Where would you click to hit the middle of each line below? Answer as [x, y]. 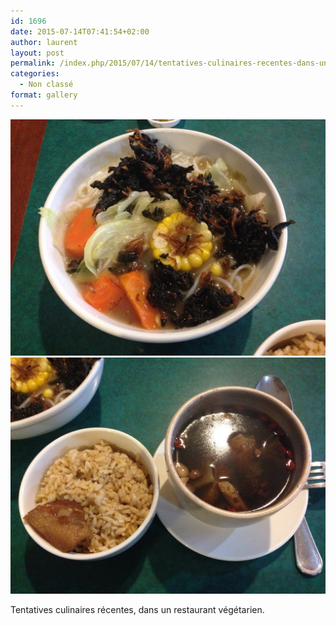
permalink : [33, 63]
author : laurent [44, 42]
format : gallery [44, 95]
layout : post [37, 53]
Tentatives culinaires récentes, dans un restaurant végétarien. [137, 609]
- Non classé [46, 85]
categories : [35, 74]
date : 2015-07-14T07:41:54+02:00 [80, 31]
